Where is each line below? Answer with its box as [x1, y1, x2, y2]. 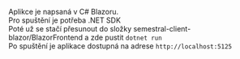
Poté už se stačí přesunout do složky [8, 24, 132, 33]
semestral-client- [133, 24, 191, 33]
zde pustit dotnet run [90, 32, 162, 42]
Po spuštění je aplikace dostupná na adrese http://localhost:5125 [8, 41, 233, 51]
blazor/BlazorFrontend [8, 32, 84, 42]
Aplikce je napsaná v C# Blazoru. [8, 7, 119, 16]
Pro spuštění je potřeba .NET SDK [8, 15, 122, 25]
